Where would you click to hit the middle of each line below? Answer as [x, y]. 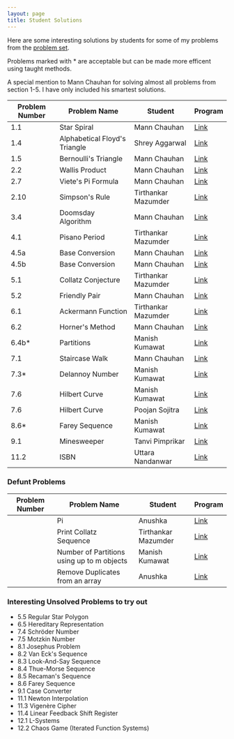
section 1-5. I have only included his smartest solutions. [87, 89]
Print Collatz [77, 532]
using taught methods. [39, 68]
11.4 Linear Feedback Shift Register [68, 713]
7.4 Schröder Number [48, 632]
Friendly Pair [80, 295]
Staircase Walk [84, 358]
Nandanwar [153, 461]
